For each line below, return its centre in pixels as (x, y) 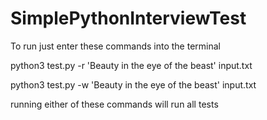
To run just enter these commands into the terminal (115, 46)
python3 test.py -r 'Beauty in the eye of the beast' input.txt (131, 65)
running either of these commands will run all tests (114, 104)
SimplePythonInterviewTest (128, 18)
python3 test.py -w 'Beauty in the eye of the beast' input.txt (133, 84)
